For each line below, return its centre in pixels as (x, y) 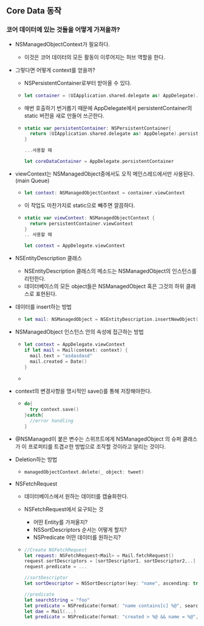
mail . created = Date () (58, 361)
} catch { (34, 415)
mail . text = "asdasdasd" (61, 356)
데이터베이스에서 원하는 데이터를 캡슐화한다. (76, 496)
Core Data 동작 (34, 11)
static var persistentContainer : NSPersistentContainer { (98, 128)
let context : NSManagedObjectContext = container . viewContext (104, 193)
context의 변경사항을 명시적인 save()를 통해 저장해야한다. (83, 391)
